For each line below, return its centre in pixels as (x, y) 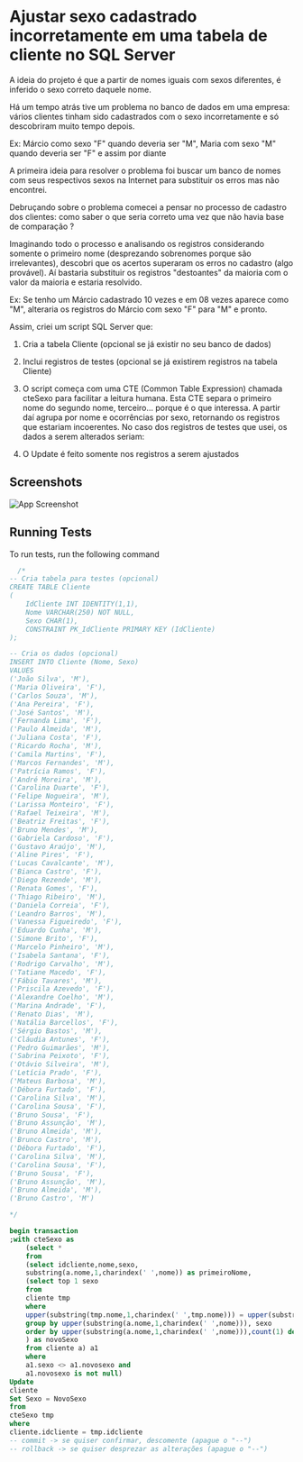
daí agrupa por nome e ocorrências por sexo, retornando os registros (151, 417)
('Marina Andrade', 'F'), (58, 1006)
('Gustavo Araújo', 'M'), (58, 846)
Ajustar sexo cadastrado (103, 17)
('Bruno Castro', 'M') (52, 1199)
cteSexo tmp (32, 1416)
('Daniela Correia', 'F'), (60, 905)
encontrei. (28, 189)
